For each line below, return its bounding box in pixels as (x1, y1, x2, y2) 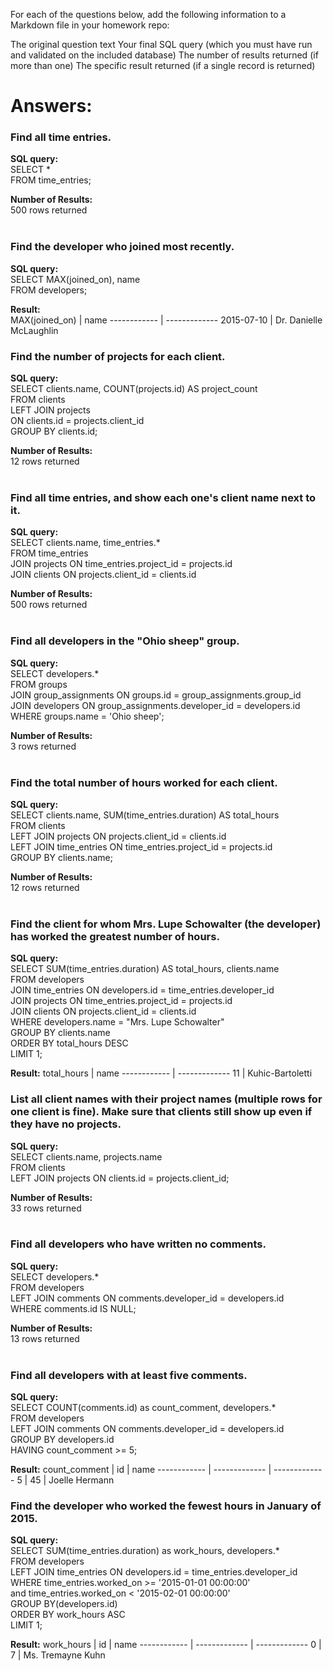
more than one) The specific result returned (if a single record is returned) (10, 60, 316, 71)
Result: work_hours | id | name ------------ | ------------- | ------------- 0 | (10, 1639, 322, 1651)
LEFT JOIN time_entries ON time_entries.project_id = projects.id (10, 840, 273, 853)
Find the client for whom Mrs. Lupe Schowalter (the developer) (10, 917, 322, 931)
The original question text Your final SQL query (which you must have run (10, 39, 313, 50)
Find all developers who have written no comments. (10, 1237, 267, 1251)
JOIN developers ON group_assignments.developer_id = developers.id (10, 699, 301, 711)
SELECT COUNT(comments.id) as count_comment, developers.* (10, 1402, 277, 1414)
